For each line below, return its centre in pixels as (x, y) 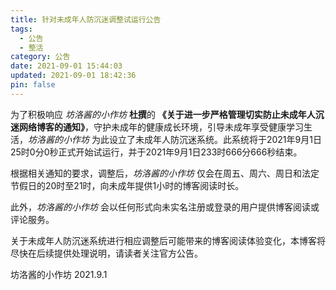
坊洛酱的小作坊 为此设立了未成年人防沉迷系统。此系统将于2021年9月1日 (175, 139)
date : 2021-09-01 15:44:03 (66, 66)
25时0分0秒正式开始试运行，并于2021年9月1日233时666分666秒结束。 (156, 152)
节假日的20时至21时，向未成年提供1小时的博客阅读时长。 (127, 185)
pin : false (33, 85)
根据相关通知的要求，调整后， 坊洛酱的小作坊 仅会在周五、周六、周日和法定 (165, 173)
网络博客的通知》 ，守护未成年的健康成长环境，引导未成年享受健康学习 (161, 127)
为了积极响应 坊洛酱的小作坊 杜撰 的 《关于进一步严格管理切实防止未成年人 (163, 114)
